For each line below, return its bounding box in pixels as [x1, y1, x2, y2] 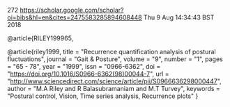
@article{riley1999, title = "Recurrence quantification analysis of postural [7, 48, 216, 56]
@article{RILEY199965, [7, 34, 74, 42]
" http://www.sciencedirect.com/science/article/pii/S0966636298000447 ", [7, 77, 222, 85]
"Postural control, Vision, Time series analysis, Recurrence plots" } [7, 92, 199, 100]
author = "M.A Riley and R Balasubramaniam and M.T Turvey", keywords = [7, 85, 221, 92]
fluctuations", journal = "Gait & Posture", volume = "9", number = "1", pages [7, 55, 223, 63]
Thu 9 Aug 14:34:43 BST [143, 13, 215, 22]
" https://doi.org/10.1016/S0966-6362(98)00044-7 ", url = [7, 69, 169, 78]
